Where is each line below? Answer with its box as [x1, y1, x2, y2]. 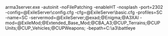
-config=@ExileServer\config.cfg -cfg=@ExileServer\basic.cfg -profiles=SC [5, 9, 163, 15]
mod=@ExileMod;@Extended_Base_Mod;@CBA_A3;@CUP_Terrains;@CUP [5, 20, 160, 26]
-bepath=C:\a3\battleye [86, 25, 136, 31]
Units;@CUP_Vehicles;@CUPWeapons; [5, 25, 86, 31]
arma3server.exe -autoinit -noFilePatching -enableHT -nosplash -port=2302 [5, 4, 163, 10]
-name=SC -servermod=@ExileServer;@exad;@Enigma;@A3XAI [5, 15, 139, 20]
